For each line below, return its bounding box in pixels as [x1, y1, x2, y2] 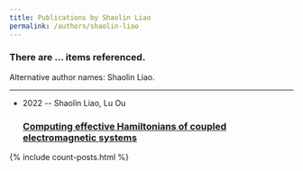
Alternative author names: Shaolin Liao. [9, 71, 155, 82]
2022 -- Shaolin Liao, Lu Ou [22, 97, 126, 108]
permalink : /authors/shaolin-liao [9, 22, 140, 31]
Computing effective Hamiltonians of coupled [22, 120, 227, 132]
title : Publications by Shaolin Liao [9, 13, 151, 22]
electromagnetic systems [22, 131, 138, 144]
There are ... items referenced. [9, 51, 146, 64]
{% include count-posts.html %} [9, 152, 129, 163]
